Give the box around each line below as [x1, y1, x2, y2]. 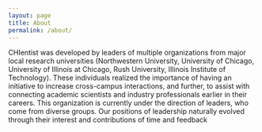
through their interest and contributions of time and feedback [8, 115, 208, 125]
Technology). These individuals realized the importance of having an [8, 73, 232, 83]
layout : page [8, 11, 51, 20]
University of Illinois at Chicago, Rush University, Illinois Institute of [8, 65, 226, 74]
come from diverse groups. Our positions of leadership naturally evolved [8, 107, 245, 116]
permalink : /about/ [8, 26, 73, 34]
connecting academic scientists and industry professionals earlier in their [8, 90, 248, 100]
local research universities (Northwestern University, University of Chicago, [8, 56, 255, 66]
